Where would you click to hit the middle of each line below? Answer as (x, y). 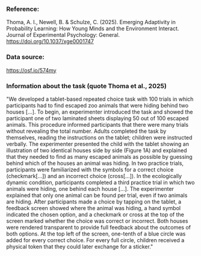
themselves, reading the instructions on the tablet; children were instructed (99, 137)
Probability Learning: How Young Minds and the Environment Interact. (93, 28)
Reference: (23, 9)
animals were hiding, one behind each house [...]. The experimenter (90, 188)
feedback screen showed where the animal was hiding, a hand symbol (94, 208)
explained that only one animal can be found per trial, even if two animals (97, 195)
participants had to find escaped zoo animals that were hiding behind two (97, 105)
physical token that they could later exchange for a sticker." (80, 246)
